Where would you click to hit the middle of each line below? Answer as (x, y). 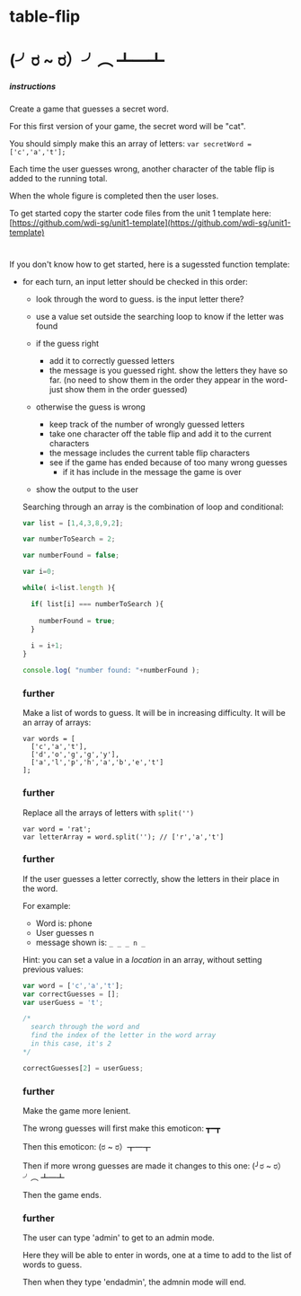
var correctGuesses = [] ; (71, 994)
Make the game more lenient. (76, 1110)
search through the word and (85, 1027)
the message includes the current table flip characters (149, 453)
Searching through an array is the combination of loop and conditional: (153, 507)
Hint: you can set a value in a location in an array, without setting (142, 959)
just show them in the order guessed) (118, 389)
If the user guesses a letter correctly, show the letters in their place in (151, 878)
